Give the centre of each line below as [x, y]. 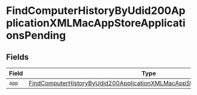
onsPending [36, 36]
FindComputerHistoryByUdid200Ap [96, 11]
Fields [18, 57]
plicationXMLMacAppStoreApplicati [96, 23]
